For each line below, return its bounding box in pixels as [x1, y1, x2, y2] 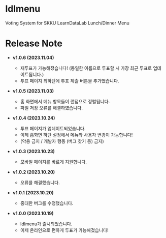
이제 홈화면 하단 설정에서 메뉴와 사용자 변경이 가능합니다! [20, 132, 133, 138]
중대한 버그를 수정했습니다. [20, 200, 74, 206]
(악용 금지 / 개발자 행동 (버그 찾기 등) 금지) [20, 138, 104, 144]
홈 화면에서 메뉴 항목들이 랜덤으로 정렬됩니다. [20, 98, 110, 104]
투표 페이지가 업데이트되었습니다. [20, 125, 86, 131]
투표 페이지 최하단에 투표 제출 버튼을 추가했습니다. [20, 77, 119, 84]
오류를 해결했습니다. [20, 179, 60, 186]
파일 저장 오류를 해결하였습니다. [20, 105, 83, 111]
